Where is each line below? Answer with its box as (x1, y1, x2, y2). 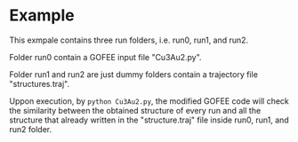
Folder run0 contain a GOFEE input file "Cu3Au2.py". (9, 51, 202, 62)
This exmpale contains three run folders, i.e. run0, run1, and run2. (9, 35, 249, 45)
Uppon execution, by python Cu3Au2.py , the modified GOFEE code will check (9, 95, 289, 106)
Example (9, 5, 75, 26)
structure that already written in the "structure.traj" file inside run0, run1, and (9, 114, 289, 125)
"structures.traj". (9, 78, 70, 89)
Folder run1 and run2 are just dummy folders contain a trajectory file (9, 68, 258, 80)
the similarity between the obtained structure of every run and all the (9, 105, 262, 115)
